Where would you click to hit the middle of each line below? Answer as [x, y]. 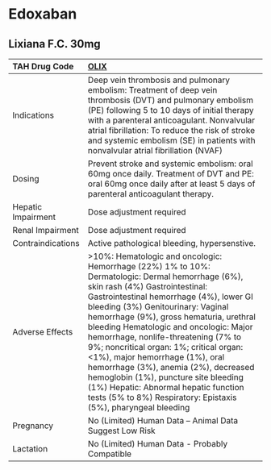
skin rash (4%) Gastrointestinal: [148, 287]
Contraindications [46, 243]
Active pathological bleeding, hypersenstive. [172, 243]
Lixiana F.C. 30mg [54, 44]
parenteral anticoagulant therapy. [150, 194]
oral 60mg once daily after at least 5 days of [171, 184]
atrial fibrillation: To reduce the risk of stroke [171, 130]
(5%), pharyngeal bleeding [139, 408]
